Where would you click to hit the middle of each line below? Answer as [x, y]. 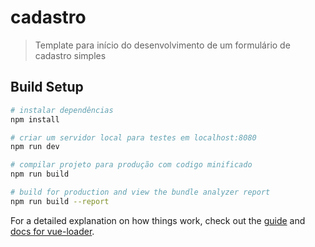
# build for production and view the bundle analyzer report [140, 192]
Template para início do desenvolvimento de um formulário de [162, 45]
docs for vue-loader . [52, 231]
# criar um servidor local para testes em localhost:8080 [133, 137]
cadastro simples [70, 55]
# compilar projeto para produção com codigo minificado [131, 165]
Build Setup [47, 87]
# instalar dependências [62, 110]
